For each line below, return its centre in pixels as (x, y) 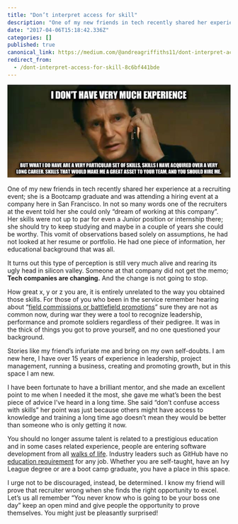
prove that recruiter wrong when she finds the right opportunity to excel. (113, 490)
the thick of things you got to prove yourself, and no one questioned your (114, 329)
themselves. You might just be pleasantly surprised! (83, 513)
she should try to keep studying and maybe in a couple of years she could (115, 226)
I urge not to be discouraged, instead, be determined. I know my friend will (116, 482)
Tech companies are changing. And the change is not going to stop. (108, 278)
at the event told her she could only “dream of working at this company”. (113, 211)
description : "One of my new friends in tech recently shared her (107, 22)
